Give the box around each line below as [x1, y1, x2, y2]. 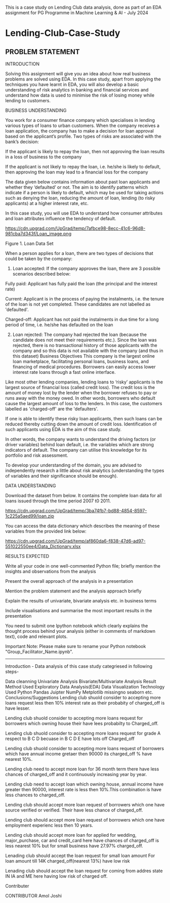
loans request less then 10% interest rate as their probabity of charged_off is [5, 700, 165, 706]
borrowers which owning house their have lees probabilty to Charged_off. [5, 720, 158, 726]
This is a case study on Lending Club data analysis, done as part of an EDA [5, 5, 162, 10]
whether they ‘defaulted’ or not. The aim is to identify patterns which [5, 184, 148, 190]
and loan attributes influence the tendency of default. [5, 216, 116, 222]
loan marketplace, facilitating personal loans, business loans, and [12, 359, 149, 364]
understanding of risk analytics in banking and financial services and [5, 87, 149, 93]
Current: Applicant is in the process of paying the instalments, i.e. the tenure [5, 296, 164, 302]
